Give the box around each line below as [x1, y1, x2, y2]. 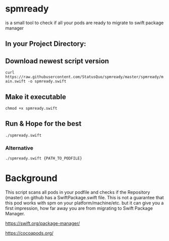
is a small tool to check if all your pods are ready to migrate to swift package [5, 20, 164, 26]
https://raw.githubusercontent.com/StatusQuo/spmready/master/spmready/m [5, 74, 164, 79]
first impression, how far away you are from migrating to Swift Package [5, 205, 153, 211]
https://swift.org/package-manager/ [5, 220, 80, 226]
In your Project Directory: [5, 40, 87, 48]
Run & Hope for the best [5, 119, 82, 128]
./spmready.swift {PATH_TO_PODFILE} [5, 156, 82, 161]
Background [5, 173, 58, 184]
